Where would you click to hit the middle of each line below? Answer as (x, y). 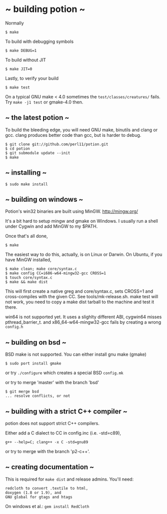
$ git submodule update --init (38, 153)
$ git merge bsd (22, 392)
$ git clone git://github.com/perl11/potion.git (57, 144)
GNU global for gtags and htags (39, 497)
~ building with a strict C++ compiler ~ (66, 411)
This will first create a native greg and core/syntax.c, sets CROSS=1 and (79, 291)
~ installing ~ (26, 173)
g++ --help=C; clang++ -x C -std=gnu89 (47, 442)
